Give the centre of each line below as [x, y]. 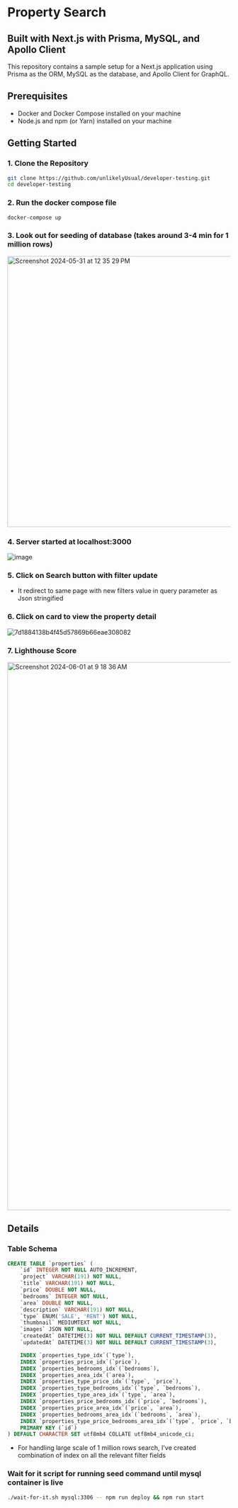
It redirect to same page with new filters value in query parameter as [117, 591]
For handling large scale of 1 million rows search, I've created [107, 1448]
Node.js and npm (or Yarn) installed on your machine [95, 120]
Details [23, 1229]
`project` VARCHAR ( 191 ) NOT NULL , [71, 1277]
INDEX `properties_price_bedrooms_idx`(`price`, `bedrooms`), [114, 1402]
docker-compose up [34, 217]
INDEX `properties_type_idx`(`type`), [77, 1355]
